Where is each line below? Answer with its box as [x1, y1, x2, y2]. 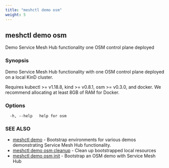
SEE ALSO [5, 125, 31, 132]
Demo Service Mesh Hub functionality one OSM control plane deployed [5, 44, 154, 51]
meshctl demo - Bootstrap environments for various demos [12, 137, 136, 143]
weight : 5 [5, 12, 26, 17]
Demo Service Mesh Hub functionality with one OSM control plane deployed [5, 69, 164, 75]
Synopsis [5, 57, 29, 64]
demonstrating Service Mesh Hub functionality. [12, 142, 111, 148]
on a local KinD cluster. [5, 74, 53, 80]
